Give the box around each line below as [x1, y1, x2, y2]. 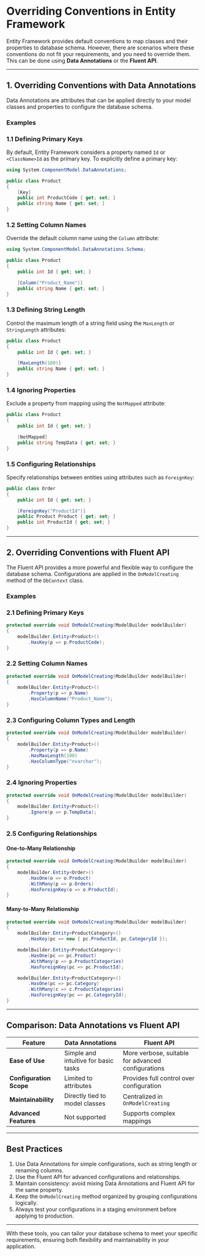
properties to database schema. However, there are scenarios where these [6, 44, 195, 51]
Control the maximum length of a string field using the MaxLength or [6, 319, 175, 327]
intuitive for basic [63, 1056, 114, 1065]
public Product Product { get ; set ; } [17, 514, 116, 520]
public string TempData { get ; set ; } [17, 440, 116, 446]
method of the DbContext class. [6, 576, 84, 584]
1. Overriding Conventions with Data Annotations [6, 81, 196, 91]
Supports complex [123, 1109, 176, 1117]
